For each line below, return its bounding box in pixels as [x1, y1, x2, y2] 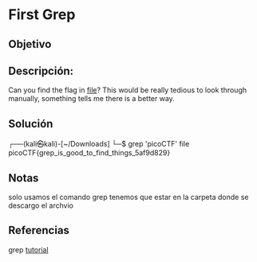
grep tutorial [8, 244, 49, 254]
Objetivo [8, 37, 52, 51]
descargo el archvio [8, 201, 74, 210]
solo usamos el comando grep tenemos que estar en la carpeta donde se [8, 193, 249, 202]
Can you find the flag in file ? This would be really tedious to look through [8, 85, 247, 95]
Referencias [8, 224, 70, 237]
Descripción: [8, 64, 74, 77]
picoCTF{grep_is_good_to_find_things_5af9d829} [8, 148, 171, 158]
